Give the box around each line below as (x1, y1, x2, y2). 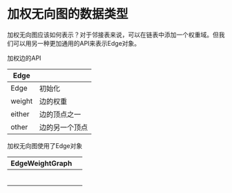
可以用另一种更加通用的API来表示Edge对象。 (12, 39, 141, 47)
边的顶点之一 (39, 109, 81, 119)
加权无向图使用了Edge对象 (7, 141, 83, 149)
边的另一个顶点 (39, 122, 88, 132)
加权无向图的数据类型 (7, 6, 129, 22)
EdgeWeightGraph (10, 158, 72, 168)
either (10, 109, 30, 118)
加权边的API (7, 53, 41, 62)
